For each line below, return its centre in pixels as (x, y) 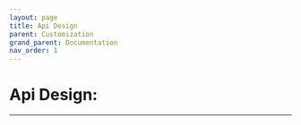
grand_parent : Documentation (64, 42)
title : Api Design (43, 26)
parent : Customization (52, 34)
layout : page (34, 17)
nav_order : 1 (34, 51)
